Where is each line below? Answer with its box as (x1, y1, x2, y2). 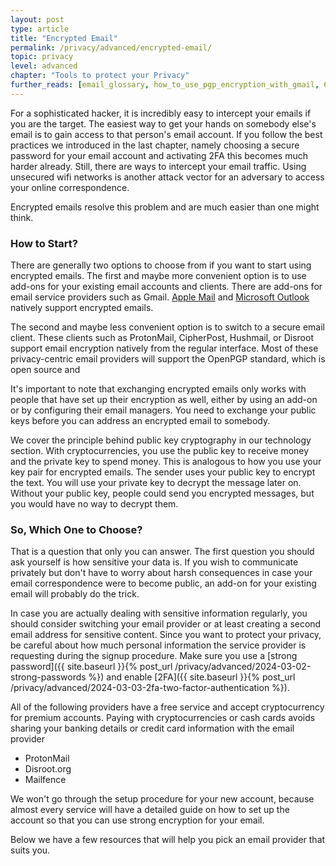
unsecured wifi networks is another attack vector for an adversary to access (10, 171, 325, 183)
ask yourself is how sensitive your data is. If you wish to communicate (10, 556, 299, 568)
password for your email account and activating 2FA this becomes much (10, 149, 308, 161)
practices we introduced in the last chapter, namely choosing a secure (10, 139, 300, 151)
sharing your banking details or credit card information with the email (10, 722, 295, 735)
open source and (10, 364, 81, 376)
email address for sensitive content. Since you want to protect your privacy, (10, 629, 322, 641)
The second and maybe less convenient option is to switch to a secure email (10, 321, 325, 333)
